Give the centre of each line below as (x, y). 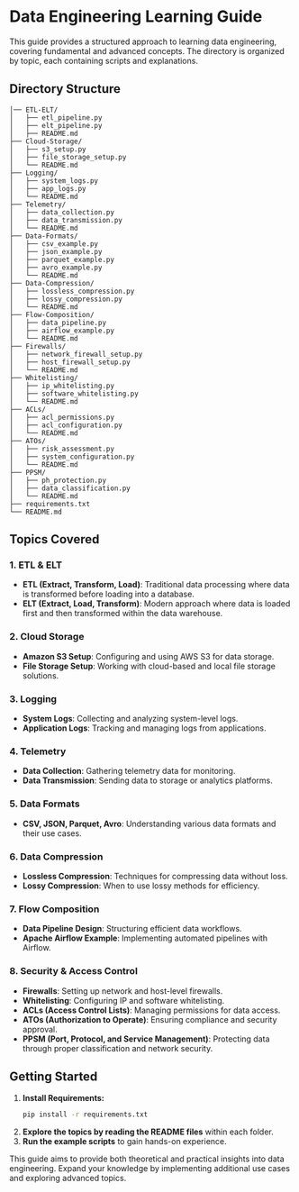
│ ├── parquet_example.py (62, 259)
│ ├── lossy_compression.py (66, 299)
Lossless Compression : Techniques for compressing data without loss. (155, 876)
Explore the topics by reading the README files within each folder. (148, 1132)
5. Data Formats (45, 804)
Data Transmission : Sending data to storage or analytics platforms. (147, 780)
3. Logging (33, 698)
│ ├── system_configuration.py (72, 457)
